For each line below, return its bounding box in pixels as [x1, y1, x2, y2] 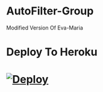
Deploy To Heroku [6, 45, 98, 59]
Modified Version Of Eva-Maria [6, 24, 83, 31]
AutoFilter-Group [6, 4, 94, 18]
